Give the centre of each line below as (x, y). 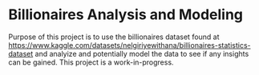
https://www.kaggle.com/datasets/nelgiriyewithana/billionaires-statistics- (129, 45)
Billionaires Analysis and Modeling (125, 15)
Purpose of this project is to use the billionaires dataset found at (114, 37)
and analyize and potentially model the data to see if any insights (142, 53)
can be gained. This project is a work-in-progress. (91, 62)
